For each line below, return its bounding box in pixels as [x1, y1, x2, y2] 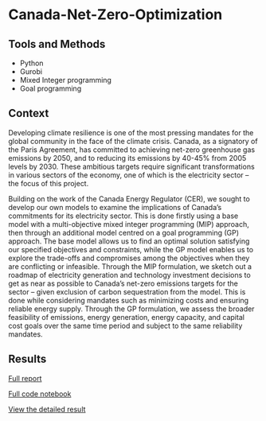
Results [8, 353, 47, 366]
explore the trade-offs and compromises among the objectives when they [8, 253, 250, 263]
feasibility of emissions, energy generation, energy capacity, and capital [8, 312, 245, 322]
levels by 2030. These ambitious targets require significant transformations [8, 162, 255, 171]
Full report [8, 373, 42, 383]
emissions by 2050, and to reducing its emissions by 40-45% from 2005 [8, 153, 247, 162]
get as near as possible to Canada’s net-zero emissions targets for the [8, 279, 239, 288]
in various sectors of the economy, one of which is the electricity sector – [8, 170, 249, 180]
